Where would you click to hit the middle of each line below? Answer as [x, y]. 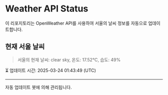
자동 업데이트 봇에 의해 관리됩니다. [38, 87]
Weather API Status [47, 9]
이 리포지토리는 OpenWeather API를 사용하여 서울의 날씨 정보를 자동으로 [76, 23]
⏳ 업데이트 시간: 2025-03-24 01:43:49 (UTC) [51, 70]
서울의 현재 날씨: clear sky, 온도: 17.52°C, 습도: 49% [69, 59]
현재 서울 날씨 [25, 47]
